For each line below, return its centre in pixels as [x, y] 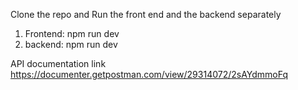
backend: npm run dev [71, 44]
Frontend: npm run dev [72, 33]
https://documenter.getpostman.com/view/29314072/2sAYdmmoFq [149, 74]
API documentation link [58, 63]
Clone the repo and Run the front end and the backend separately [146, 14]
